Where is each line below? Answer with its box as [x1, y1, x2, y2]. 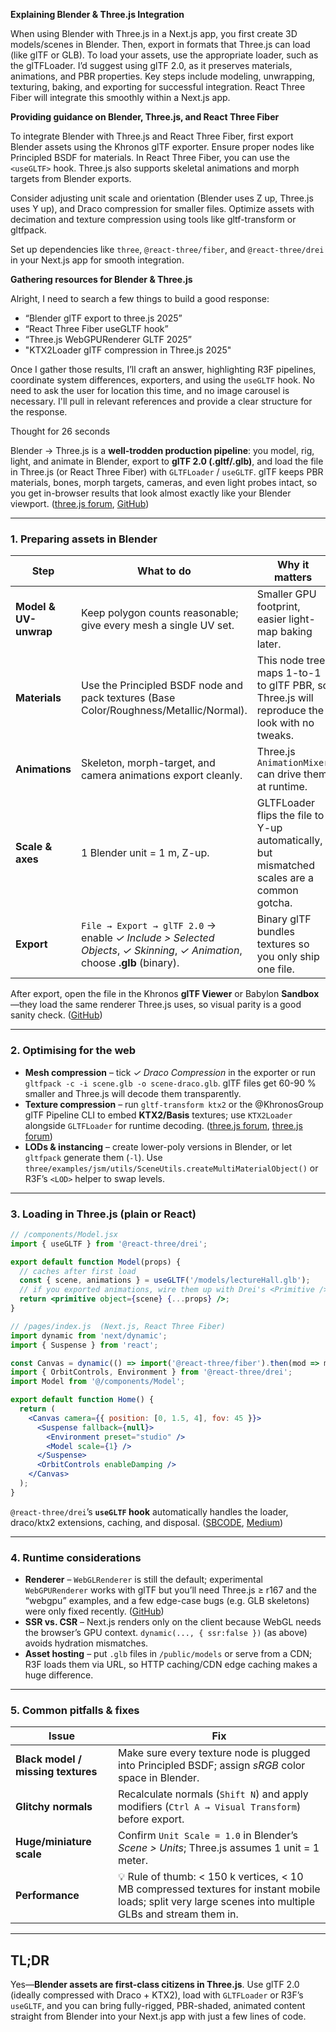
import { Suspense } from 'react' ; [10, 1340, 159, 1350]
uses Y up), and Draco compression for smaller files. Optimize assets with [10, 203, 315, 214]
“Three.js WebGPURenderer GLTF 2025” [24, 334, 193, 345]
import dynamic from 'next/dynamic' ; [10, 1330, 168, 1341]
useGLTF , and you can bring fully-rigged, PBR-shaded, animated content [10, 2000, 306, 2012]
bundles [256, 925, 295, 939]
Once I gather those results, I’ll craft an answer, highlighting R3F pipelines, [10, 364, 317, 375]
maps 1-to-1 [256, 666, 322, 680]
